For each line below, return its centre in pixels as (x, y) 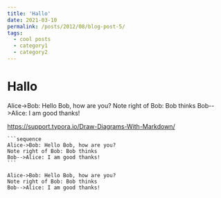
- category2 (31, 53)
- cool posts (32, 39)
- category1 (31, 46)
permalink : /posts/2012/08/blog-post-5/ (67, 26)
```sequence (24, 139)
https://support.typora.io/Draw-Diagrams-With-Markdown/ (91, 126)
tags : (15, 33)
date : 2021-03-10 (32, 20)
